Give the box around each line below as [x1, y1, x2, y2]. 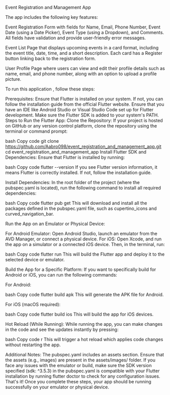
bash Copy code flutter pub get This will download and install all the [5, 200, 147, 206]
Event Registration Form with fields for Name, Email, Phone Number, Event [5, 24, 161, 30]
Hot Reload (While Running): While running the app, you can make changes [5, 321, 163, 327]
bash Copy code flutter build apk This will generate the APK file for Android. [5, 292, 164, 297]
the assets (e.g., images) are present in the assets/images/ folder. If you [5, 357, 156, 363]
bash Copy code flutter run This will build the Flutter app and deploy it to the [5, 251, 165, 257]
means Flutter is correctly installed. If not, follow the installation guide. [5, 170, 152, 175]
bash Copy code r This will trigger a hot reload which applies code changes [5, 337, 163, 342]
